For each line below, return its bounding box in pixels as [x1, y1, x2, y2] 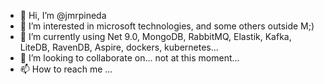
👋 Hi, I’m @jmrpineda [19, 10, 107, 21]
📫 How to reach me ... [19, 63, 113, 75]
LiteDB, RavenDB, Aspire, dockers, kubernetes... [19, 41, 219, 53]
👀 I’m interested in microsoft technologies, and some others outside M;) [19, 20, 315, 32]
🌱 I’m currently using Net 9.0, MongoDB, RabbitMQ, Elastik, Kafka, [19, 31, 292, 42]
